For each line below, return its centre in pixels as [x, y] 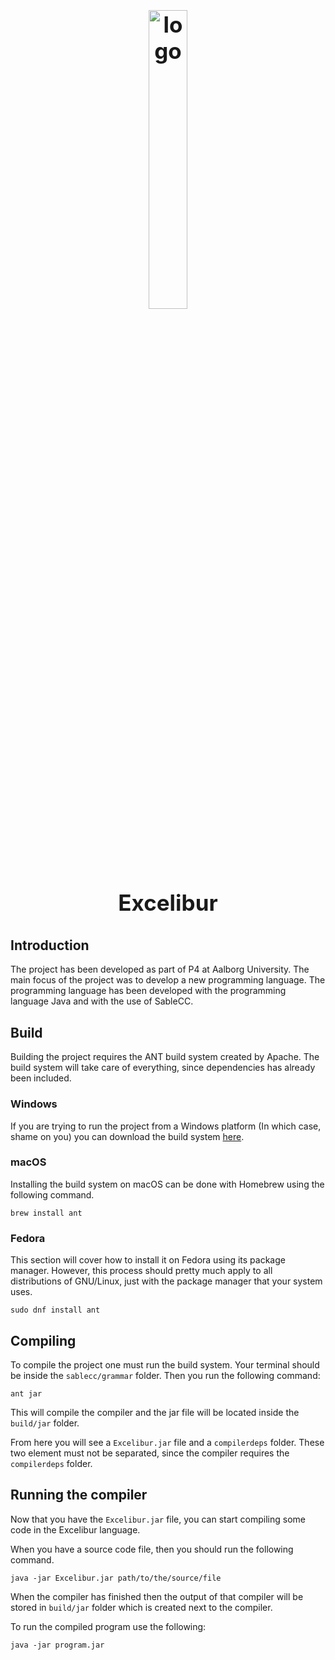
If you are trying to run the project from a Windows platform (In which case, [166, 1126]
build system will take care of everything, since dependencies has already [163, 1068]
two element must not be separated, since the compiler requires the [150, 1453]
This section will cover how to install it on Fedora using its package [148, 1260]
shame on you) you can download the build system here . [127, 1136]
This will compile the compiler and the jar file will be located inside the [155, 1412]
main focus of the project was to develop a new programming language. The [168, 980]
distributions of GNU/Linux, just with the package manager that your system [166, 1281]
